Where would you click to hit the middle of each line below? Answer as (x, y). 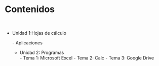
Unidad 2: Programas (42, 52)
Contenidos (30, 9)
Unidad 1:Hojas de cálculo (39, 33)
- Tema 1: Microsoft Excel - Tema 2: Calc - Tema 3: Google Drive (87, 58)
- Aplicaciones (27, 43)
